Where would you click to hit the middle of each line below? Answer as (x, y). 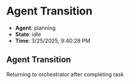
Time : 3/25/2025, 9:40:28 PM (53, 40)
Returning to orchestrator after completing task (65, 74)
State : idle (28, 34)
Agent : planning (35, 28)
